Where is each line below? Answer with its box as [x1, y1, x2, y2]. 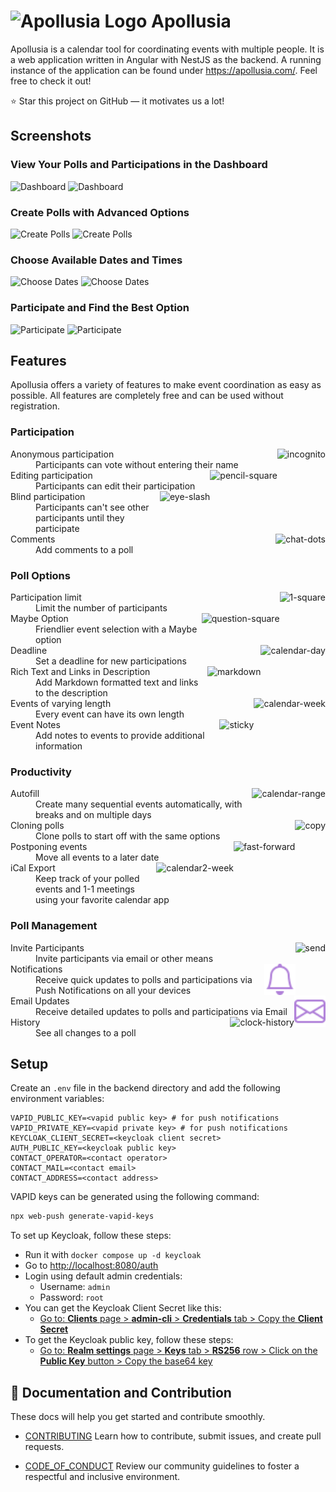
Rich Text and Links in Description [10, 665, 151, 677]
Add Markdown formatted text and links [35, 676, 199, 688]
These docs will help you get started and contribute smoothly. [10, 1411, 266, 1423]
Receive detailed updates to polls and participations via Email [35, 1005, 288, 1017]
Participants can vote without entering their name [35, 458, 239, 470]
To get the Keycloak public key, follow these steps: [24, 1334, 234, 1346]
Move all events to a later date [35, 851, 160, 864]
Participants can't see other [35, 501, 150, 513]
